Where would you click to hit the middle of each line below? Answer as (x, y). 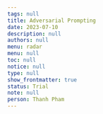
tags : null (23, 14)
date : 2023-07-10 (33, 27)
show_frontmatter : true (42, 80)
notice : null (26, 67)
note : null (23, 93)
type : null (23, 73)
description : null (34, 34)
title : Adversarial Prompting (52, 21)
